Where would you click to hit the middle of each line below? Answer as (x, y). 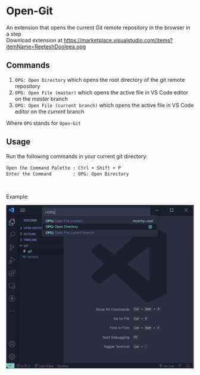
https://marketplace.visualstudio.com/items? (118, 40)
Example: (18, 196)
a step (14, 33)
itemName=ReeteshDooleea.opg (46, 47)
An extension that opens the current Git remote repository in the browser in (98, 27)
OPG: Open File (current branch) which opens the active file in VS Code (104, 105)
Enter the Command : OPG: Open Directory (68, 174)
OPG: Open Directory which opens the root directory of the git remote (100, 79)
